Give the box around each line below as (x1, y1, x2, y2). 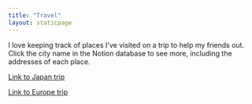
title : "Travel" (8, 11, 61, 20)
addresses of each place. (8, 56, 91, 66)
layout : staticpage (8, 19, 72, 27)
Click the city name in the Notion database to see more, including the (8, 48, 232, 58)
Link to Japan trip (8, 72, 65, 81)
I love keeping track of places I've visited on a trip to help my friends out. (8, 40, 245, 49)
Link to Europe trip (8, 87, 69, 96)
